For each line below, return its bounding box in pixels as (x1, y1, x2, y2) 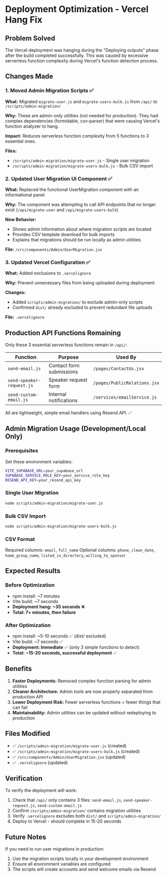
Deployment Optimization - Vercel (5, 3, 149, 15)
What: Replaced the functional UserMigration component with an (5, 186, 139, 193)
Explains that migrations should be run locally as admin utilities (12, 236, 141, 242)
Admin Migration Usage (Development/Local (5, 425, 146, 433)
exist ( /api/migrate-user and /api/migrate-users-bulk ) (5, 207, 118, 213)
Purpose (58, 354, 79, 361)
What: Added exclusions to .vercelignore (5, 270, 91, 276)
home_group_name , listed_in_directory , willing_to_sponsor (5, 552, 126, 558)
